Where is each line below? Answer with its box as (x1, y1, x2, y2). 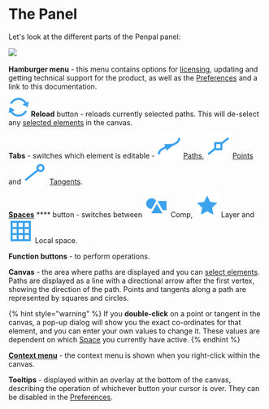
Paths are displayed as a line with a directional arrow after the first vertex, (8, 276, 255, 285)
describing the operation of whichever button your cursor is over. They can (8, 383, 260, 393)
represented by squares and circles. (8, 293, 129, 302)
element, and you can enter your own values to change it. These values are (8, 326, 261, 336)
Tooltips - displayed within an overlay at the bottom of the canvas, (8, 375, 232, 385)
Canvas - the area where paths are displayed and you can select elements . (8, 267, 260, 276)
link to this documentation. (8, 81, 98, 91)
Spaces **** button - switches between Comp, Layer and (8, 209, 254, 220)
